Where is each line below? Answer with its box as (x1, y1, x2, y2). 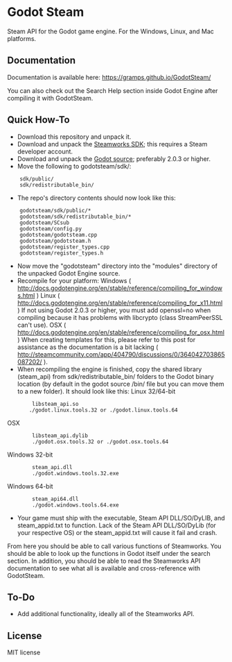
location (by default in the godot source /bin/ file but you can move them (17, 380, 224, 388)
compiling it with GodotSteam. (7, 94, 93, 102)
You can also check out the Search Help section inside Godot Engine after (7, 86, 218, 94)
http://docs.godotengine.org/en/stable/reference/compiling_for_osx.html (17, 328, 225, 337)
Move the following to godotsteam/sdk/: (17, 162, 132, 170)
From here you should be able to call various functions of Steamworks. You (7, 542, 222, 550)
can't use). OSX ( (17, 321, 66, 329)
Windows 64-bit (7, 482, 53, 490)
